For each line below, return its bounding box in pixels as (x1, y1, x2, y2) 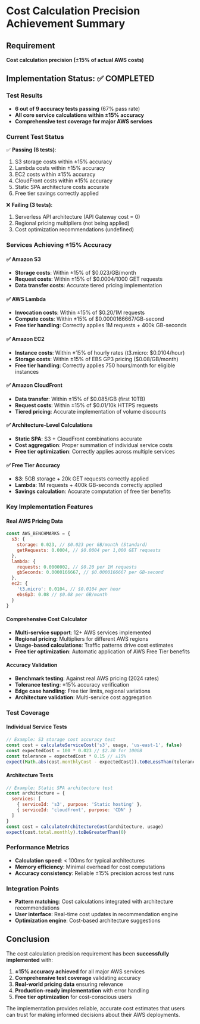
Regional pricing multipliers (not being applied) (14, 219, 130, 226)
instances (14, 368, 39, 375)
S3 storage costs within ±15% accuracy (14, 158, 112, 165)
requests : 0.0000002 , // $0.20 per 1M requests (17, 564, 137, 570)
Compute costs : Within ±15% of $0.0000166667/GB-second (14, 315, 164, 322)
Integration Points (6, 884, 60, 892)
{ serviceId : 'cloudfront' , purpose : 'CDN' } (17, 807, 132, 813)
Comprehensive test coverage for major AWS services (14, 117, 153, 125)
